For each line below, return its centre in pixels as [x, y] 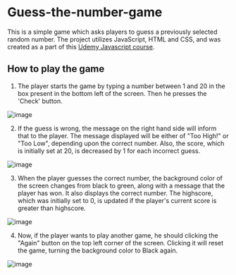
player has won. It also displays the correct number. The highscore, [115, 193]
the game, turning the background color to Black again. [98, 250]
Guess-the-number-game [85, 12]
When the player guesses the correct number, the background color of [120, 178]
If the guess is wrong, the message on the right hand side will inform [117, 128]
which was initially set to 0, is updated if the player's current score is [117, 200]
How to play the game [56, 69]
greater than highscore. [51, 208]
